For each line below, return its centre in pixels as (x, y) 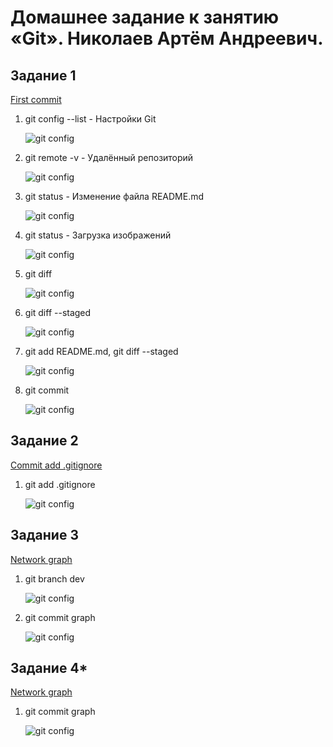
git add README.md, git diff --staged (101, 351)
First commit (36, 99)
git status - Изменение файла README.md (114, 196)
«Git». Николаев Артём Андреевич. (167, 38)
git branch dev (54, 578)
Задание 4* (49, 668)
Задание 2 (44, 441)
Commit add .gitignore (56, 465)
